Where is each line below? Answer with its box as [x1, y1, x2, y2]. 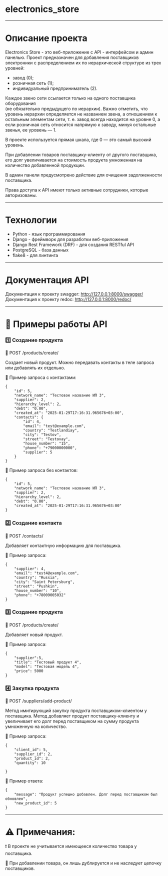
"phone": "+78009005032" [14, 592, 66, 597]
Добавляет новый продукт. [5, 631, 63, 637]
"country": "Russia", [14, 575, 59, 580]
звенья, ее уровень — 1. [5, 126, 56, 133]
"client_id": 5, [14, 747, 48, 752]
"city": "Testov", [23, 432, 61, 437]
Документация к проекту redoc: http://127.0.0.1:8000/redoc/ [5, 296, 131, 302]
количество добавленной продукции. [5, 162, 85, 168]
